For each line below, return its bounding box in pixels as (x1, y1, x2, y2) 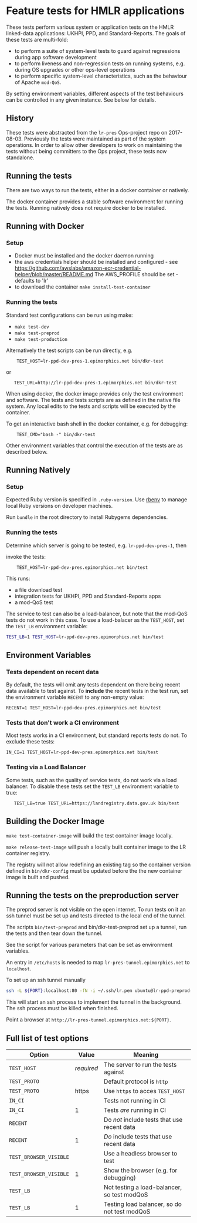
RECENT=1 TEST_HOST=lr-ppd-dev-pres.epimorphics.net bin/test (6, 705, 161, 711)
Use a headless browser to (103, 1150, 178, 1157)
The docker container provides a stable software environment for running (6, 198, 184, 205)
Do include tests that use (103, 1132, 172, 1141)
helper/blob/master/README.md (14, 271, 94, 278)
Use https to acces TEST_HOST (103, 1087, 185, 1095)
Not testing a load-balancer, (103, 1183, 182, 1191)
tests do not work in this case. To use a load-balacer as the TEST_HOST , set (6, 616, 185, 624)
